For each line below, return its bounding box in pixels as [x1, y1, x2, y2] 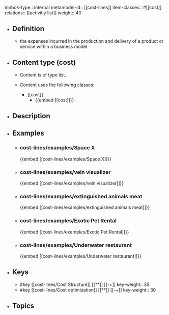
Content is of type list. [19, 71, 67, 78]
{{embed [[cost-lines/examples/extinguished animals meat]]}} [19, 204, 150, 211]
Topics [12, 302, 35, 310]
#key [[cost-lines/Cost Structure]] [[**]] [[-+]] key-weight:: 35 [19, 281, 150, 287]
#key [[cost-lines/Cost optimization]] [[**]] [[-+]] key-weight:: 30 [19, 286, 156, 293]
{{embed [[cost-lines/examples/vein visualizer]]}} [19, 180, 124, 186]
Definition [12, 24, 44, 33]
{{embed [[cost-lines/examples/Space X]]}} [19, 155, 111, 162]
